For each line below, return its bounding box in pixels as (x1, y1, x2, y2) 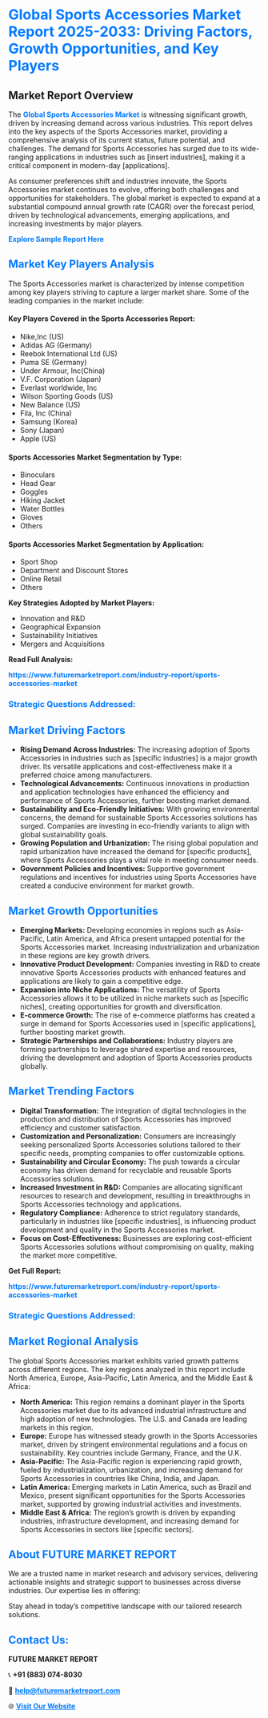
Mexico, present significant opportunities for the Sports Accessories (19, 1491, 246, 1500)
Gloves (19, 512, 43, 522)
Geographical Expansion (19, 622, 102, 632)
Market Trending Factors (8, 1085, 134, 1098)
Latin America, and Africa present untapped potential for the (46, 933, 246, 943)
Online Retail (19, 574, 62, 584)
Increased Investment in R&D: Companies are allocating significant (19, 1182, 243, 1192)
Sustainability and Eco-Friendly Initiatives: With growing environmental (19, 805, 260, 814)
